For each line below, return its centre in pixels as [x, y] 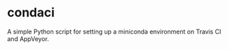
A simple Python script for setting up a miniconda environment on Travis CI [114, 32]
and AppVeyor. [28, 38]
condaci [31, 13]
